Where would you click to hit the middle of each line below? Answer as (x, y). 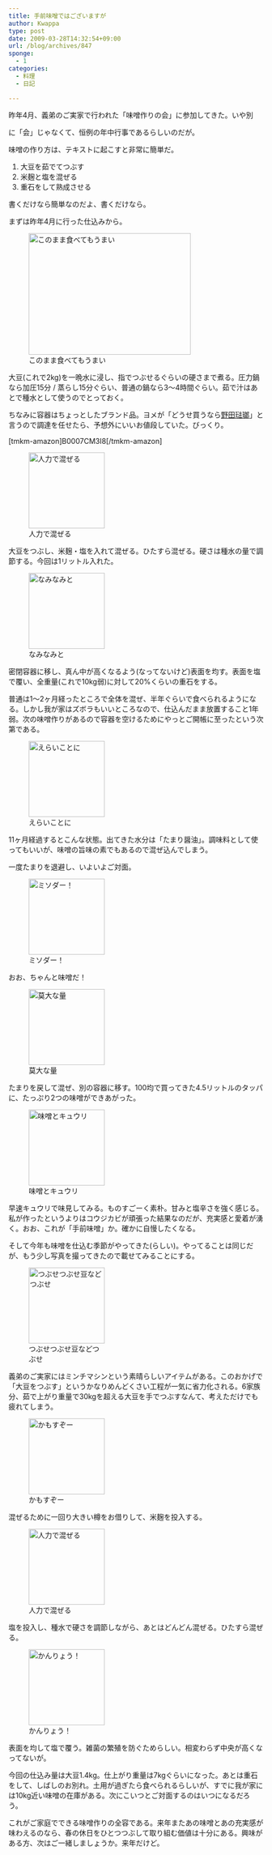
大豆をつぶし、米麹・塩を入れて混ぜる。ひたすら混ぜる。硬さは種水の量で (132, 551)
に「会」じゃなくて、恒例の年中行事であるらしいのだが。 (104, 132)
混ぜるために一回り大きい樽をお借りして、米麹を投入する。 (107, 1516)
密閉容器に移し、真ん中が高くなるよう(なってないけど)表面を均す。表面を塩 (135, 671)
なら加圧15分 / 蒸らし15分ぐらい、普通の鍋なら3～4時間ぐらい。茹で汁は (130, 387)
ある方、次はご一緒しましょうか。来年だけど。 (86, 1843)
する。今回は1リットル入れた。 (66, 561)
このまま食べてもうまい (68, 360)
